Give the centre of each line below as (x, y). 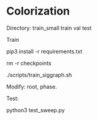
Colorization (38, 11)
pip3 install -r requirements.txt (44, 51)
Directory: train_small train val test (49, 28)
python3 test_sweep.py (36, 110)
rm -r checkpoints (29, 63)
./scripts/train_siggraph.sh (39, 75)
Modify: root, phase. (32, 87)
